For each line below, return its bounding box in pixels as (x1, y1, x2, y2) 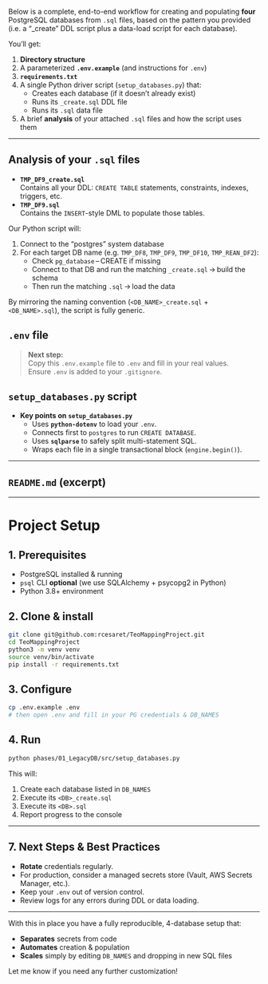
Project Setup (8, 516, 101, 535)
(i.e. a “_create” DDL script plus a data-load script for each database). (8, 24, 238, 33)
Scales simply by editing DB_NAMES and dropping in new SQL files (19, 950, 233, 960)
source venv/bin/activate (8, 653, 94, 661)
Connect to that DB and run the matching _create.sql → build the (31, 264, 246, 274)
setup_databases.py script (8, 390, 137, 404)
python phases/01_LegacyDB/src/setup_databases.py (8, 754, 180, 762)
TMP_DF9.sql (19, 201, 60, 209)
